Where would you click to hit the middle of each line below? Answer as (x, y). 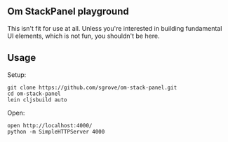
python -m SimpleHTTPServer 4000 (56, 132)
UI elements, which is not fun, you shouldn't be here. (83, 36)
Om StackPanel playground (68, 12)
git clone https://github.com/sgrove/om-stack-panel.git (92, 87)
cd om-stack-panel (34, 94)
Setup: (17, 74)
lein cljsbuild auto (38, 100)
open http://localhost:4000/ (50, 125)
